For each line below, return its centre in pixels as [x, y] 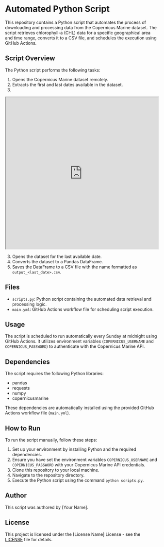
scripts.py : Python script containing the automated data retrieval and [82, 299]
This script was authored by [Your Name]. [47, 507]
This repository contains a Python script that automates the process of [76, 22]
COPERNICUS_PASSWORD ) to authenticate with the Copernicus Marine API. [75, 346]
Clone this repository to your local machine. [56, 470]
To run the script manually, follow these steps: [51, 440]
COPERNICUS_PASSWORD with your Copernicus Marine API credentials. [79, 465]
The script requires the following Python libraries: [54, 374]
